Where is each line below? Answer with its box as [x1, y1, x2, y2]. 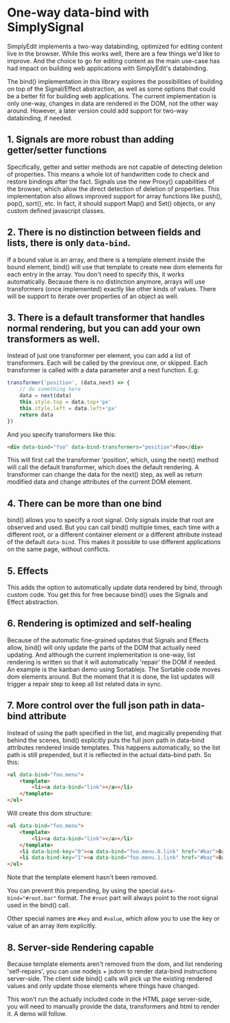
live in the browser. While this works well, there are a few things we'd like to [7, 49, 220, 58]
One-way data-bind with [7, 5, 149, 21]
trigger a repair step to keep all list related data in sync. [7, 679, 163, 688]
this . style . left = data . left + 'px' [19, 405, 118, 412]
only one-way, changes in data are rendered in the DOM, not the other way [7, 99, 219, 107]
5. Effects [7, 565, 49, 576]
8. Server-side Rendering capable [7, 941, 154, 953]
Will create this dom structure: [7, 809, 92, 817]
